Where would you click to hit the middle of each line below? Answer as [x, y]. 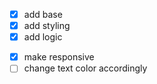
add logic [43, 37]
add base [43, 14]
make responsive [59, 57]
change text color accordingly [85, 68]
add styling [47, 26]
